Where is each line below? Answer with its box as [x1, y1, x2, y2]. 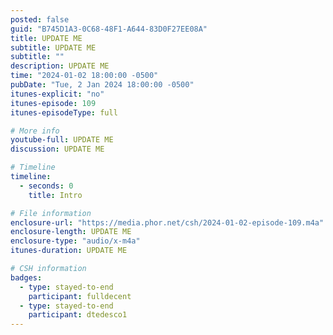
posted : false [10, 14, 70, 25]
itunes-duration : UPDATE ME [10, 246, 128, 256]
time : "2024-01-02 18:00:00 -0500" [10, 71, 159, 81]
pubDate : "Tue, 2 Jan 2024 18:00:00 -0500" [10, 80, 195, 90]
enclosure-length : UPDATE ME [10, 227, 132, 237]
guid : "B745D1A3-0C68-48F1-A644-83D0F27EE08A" [10, 24, 208, 34]
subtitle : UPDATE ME [10, 42, 97, 53]
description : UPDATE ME [10, 61, 110, 71]
